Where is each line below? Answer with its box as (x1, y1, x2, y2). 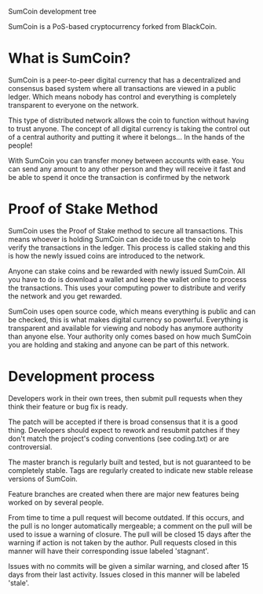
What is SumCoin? (8, 49, 131, 68)
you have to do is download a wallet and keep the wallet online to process (8, 274, 247, 284)
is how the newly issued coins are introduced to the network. (8, 251, 206, 260)
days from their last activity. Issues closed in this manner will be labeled (8, 570, 240, 579)
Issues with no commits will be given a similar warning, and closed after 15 (8, 561, 249, 570)
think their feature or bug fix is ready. (8, 401, 128, 411)
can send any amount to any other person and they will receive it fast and (8, 164, 246, 174)
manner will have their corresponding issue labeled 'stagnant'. (8, 546, 210, 555)
